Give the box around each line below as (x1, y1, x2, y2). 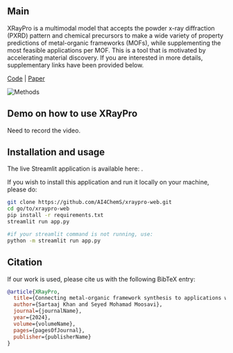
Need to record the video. (7, 126, 81, 135)
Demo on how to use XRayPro (7, 107, 138, 120)
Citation (7, 257, 43, 268)
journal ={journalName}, (13, 308, 82, 315)
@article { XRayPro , (7, 288, 60, 295)
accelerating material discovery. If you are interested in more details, (7, 53, 203, 62)
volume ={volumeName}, (13, 320, 76, 327)
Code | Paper (7, 74, 45, 83)
